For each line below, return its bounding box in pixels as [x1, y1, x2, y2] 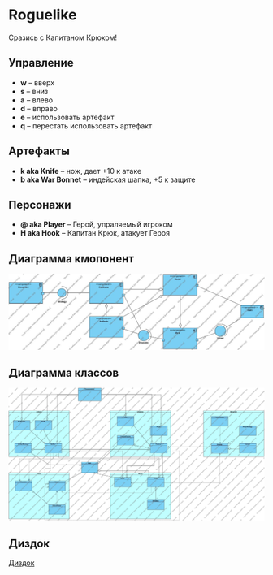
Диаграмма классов [8, 365, 119, 379]
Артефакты [8, 145, 71, 158]
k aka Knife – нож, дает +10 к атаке [19, 166, 142, 175]
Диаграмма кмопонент [8, 252, 135, 266]
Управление [8, 56, 75, 70]
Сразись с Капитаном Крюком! [8, 32, 118, 42]
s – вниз [19, 86, 49, 96]
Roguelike [8, 6, 77, 24]
